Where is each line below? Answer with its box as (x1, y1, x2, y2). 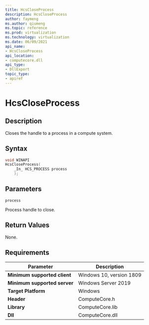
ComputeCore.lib (78, 303, 118, 310)
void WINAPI (5, 158, 30, 162)
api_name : (5, 44, 26, 49)
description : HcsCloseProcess (5, 12, 68, 17)
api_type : (5, 62, 26, 67)
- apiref (5, 76, 23, 81)
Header (7, 295, 26, 302)
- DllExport (5, 67, 30, 72)
